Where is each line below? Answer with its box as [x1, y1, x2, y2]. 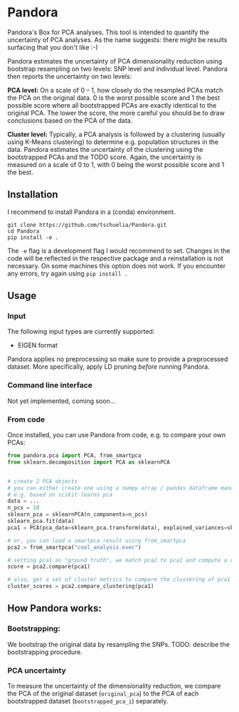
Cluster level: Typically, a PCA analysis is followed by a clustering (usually [7, 130, 225, 138]
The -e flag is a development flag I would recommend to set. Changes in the [7, 246, 230, 255]
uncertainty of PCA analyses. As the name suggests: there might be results [7, 35, 228, 44]
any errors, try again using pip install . [7, 269, 128, 278]
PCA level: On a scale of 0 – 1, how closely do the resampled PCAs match [7, 86, 223, 94]
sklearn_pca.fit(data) [7, 518, 75, 525]
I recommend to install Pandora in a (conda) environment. [7, 208, 176, 216]
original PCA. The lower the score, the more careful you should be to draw [7, 108, 225, 117]
